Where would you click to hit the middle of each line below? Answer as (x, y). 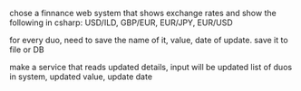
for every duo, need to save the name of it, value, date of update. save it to (149, 40)
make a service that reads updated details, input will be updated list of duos (151, 67)
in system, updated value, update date (81, 77)
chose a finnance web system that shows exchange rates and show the (143, 13)
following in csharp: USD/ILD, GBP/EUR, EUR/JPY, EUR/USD (121, 23)
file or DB (27, 50)
